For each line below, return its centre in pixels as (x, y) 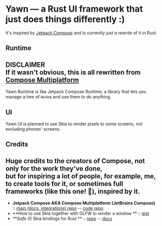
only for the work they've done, (54, 168)
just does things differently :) (65, 19)
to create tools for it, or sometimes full (64, 184)
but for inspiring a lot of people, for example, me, (81, 176)
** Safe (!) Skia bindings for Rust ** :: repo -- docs (62, 219)
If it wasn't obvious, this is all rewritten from (73, 72)
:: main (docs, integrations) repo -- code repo (58, 208)
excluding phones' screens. (33, 129)
